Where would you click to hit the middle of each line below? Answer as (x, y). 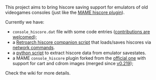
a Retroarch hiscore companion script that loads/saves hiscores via (82, 42)
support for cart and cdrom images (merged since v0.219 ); (73, 63)
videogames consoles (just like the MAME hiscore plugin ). (65, 12)
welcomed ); (25, 37)
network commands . (33, 47)
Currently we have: (25, 22)
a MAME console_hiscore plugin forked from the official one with (79, 58)
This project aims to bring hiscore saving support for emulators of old (77, 7)
